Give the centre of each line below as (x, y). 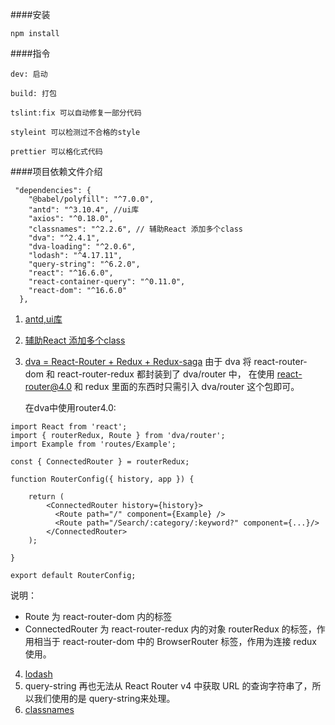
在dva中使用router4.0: (70, 407)
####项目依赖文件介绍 (56, 171)
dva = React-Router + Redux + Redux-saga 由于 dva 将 (138, 361)
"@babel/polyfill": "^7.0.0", (91, 199)
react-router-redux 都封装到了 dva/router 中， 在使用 (165, 374)
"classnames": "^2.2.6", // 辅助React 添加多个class (136, 229)
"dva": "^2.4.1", (64, 238)
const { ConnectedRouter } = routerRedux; (100, 462)
